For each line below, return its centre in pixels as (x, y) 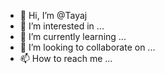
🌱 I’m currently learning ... (73, 36)
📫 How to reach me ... (66, 58)
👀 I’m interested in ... (62, 26)
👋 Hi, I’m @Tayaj (53, 15)
